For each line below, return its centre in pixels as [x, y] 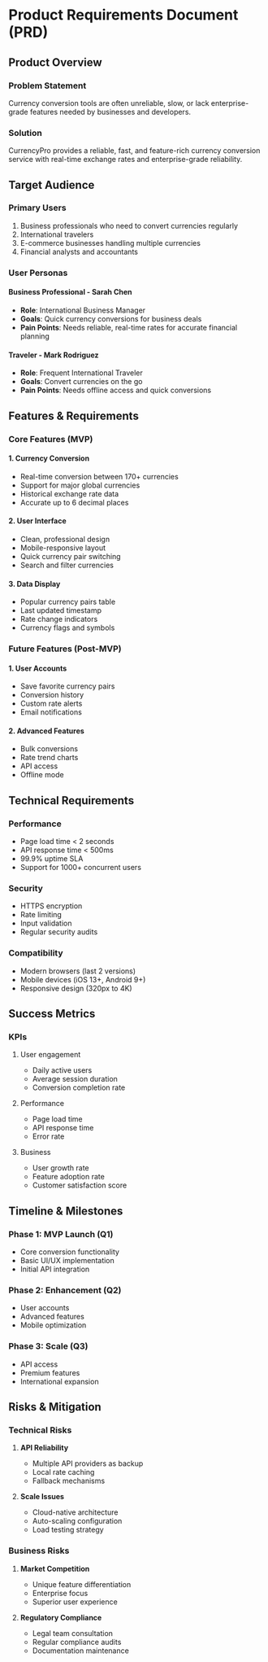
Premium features [50, 1372]
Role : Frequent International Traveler [82, 373]
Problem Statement [48, 85]
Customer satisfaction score [80, 1185]
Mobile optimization [53, 1325]
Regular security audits [59, 932]
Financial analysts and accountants [79, 251]
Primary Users [37, 208]
